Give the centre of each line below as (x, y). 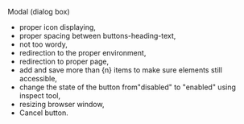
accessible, (38, 79)
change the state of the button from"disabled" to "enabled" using (128, 87)
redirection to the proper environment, (83, 53)
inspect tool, (40, 95)
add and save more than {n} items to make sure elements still (121, 70)
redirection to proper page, (64, 61)
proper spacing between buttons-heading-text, (97, 36)
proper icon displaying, (57, 27)
